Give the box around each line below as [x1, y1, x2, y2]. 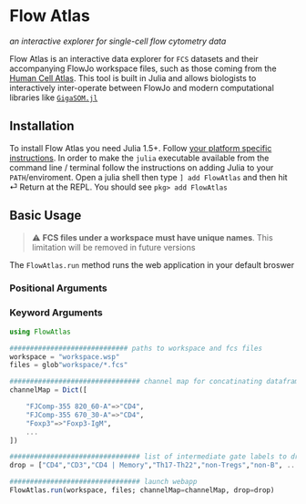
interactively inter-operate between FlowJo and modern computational [9, 82, 275, 93]
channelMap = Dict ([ [9, 386, 88, 395]
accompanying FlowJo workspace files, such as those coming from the [9, 63, 277, 74]
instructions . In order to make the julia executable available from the [9, 152, 270, 163]
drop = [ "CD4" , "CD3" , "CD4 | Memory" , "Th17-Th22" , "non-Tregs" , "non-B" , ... [9, 461, 300, 470]
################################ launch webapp [9, 478, 198, 487]
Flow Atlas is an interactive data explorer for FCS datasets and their [9, 53, 260, 64]
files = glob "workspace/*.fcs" [9, 361, 128, 370]
